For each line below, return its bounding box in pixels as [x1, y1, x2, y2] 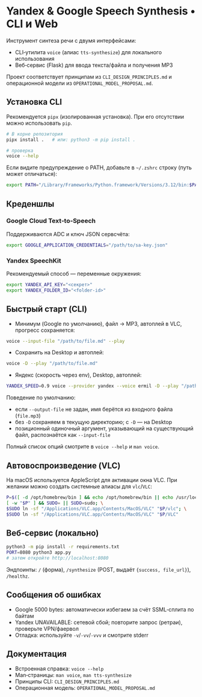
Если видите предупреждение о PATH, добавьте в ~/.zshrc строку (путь [6, 164, 192, 171]
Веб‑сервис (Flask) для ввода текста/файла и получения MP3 [14, 61, 173, 69]
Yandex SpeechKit [6, 256, 61, 264]
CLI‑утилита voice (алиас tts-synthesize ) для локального [14, 48, 162, 55]
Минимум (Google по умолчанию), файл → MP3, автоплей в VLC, [14, 320, 182, 327]
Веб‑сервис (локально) [6, 528, 99, 538]
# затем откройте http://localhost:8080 [6, 555, 109, 561]
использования [14, 55, 55, 62]
